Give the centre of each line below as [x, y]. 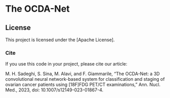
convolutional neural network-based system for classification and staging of [85, 79]
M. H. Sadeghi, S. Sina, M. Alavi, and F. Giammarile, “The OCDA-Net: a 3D [83, 74]
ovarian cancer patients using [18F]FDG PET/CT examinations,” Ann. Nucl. [83, 85]
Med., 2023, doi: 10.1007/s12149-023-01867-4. [54, 90]
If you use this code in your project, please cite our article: [66, 64]
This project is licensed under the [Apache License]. [60, 40]
